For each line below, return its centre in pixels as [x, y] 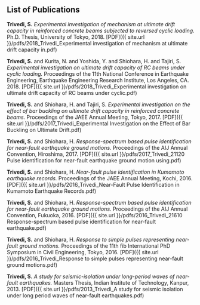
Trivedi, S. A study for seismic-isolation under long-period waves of [91, 276]
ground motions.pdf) [32, 264]
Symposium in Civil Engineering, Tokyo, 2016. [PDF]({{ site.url [83, 252]
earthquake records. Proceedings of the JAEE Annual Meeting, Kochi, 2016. [100, 178]
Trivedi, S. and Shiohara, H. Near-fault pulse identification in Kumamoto [96, 172]
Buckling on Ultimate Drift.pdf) [44, 130]
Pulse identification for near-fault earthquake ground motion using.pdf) [94, 160]
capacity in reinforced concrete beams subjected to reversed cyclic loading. [101, 30]
